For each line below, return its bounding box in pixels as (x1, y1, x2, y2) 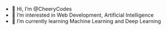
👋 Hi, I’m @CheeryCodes (11, 6, 72, 12)
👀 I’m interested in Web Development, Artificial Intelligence (11, 12, 154, 18)
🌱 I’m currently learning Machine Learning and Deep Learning (11, 18, 162, 24)
